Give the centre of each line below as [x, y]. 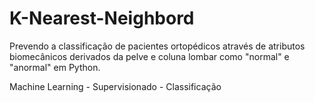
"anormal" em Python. [55, 67]
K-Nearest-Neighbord [102, 18]
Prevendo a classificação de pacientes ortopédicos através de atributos [157, 46]
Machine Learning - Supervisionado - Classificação [115, 86]
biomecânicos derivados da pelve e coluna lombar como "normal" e [149, 56]
